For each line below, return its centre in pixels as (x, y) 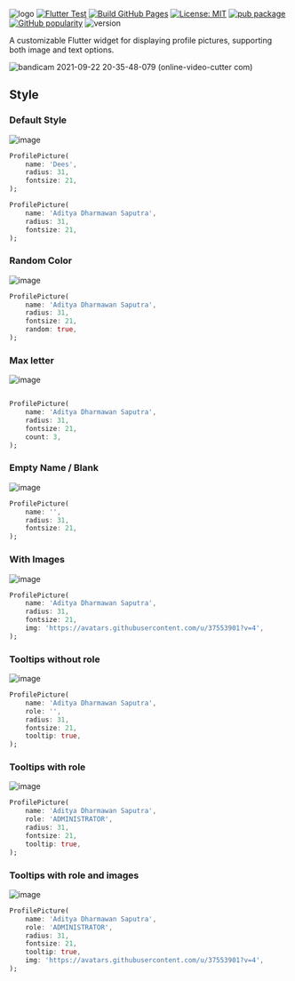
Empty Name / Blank (54, 468)
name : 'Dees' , (51, 164)
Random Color (41, 260)
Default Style (38, 120)
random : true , (51, 330)
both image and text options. (62, 50)
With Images (37, 560)
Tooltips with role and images (74, 875)
